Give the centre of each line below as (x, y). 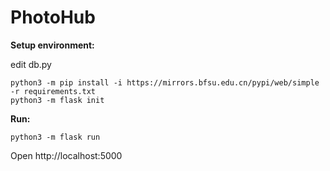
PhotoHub (53, 17)
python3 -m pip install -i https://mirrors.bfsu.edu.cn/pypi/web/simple (165, 82)
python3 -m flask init (57, 100)
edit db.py (31, 64)
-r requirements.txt (53, 91)
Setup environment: (52, 45)
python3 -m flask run (55, 137)
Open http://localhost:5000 (66, 155)
